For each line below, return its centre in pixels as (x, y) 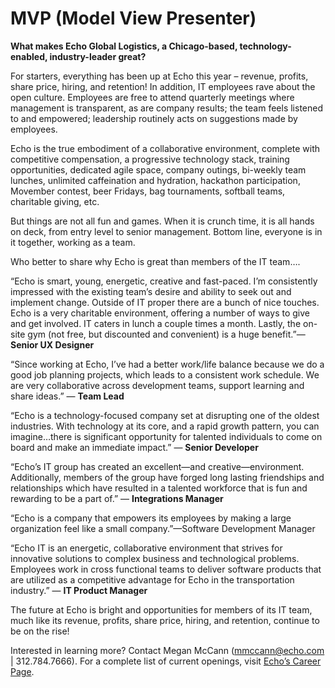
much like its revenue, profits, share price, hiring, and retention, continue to (165, 620)
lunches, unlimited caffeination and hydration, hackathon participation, (155, 180)
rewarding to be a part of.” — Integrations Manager (117, 498)
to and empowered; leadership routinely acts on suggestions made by (154, 118)
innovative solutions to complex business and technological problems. (155, 558)
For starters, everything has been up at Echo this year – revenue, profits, (159, 76)
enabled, (29, 56)
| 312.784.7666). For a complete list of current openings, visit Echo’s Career (166, 661)
